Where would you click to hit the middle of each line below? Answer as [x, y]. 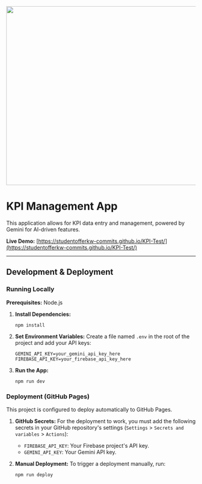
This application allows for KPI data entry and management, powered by [96, 223]
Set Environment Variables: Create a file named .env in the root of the [102, 336]
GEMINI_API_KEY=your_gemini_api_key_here [67, 354]
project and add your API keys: [53, 342]
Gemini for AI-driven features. [43, 229]
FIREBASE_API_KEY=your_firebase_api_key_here [73, 359]
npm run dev [30, 381]
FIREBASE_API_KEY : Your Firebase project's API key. [86, 445]
